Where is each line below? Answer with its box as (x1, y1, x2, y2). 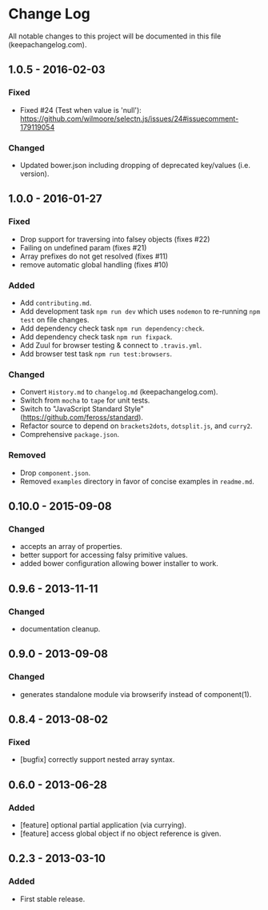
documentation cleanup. (19, 623, 101, 633)
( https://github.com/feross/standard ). (19, 413, 144, 423)
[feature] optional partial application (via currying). (19, 820, 186, 829)
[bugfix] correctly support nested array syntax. (19, 755, 175, 764)
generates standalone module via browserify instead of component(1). (19, 689, 252, 699)
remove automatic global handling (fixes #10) (19, 259, 169, 269)
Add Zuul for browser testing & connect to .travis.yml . (19, 340, 202, 350)
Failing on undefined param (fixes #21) (19, 243, 147, 252)
